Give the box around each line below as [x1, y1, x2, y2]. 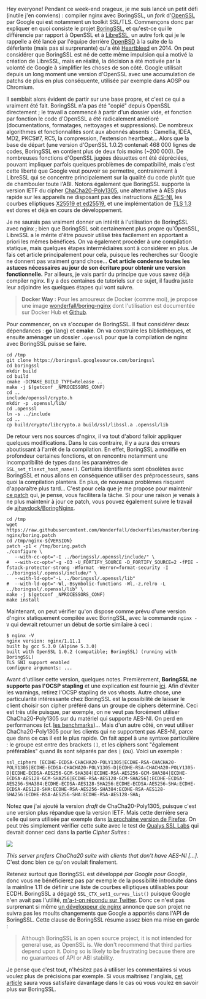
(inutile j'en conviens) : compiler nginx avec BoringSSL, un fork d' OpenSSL [6, 12, 195, 19]
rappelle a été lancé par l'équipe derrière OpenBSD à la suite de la [6, 38, 174, 45]
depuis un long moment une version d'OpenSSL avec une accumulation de [6, 71, 195, 77]
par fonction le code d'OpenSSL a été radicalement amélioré [6, 115, 159, 122]
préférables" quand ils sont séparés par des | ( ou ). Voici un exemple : [6, 748, 183, 754]
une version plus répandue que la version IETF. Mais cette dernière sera [6, 809, 188, 816]
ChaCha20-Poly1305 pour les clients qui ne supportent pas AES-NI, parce [6, 728, 193, 735]
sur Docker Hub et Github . [21, 308, 88, 316]
